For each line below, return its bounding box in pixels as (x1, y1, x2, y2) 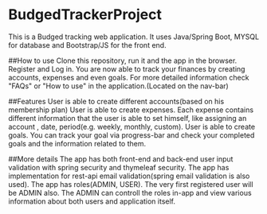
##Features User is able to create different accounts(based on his (8, 96, 225, 106)
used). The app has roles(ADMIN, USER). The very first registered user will (8, 179, 253, 189)
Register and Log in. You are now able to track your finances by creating (8, 64, 245, 73)
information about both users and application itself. (8, 196, 176, 206)
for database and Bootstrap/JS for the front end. (8, 40, 167, 49)
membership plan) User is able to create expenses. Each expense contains (8, 105, 253, 115)
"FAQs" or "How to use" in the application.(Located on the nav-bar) (8, 81, 229, 91)
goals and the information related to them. (8, 138, 146, 148)
